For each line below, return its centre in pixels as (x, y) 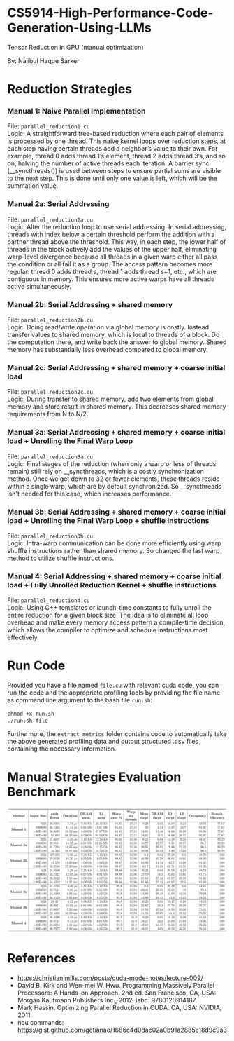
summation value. (33, 186)
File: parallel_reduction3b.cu (50, 536)
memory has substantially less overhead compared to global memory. (108, 350)
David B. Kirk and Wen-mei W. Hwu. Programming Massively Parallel (116, 985)
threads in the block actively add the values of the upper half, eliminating (112, 249)
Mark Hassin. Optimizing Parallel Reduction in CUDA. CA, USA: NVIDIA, (119, 1007)
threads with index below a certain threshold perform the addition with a (111, 234)
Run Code (36, 666)
